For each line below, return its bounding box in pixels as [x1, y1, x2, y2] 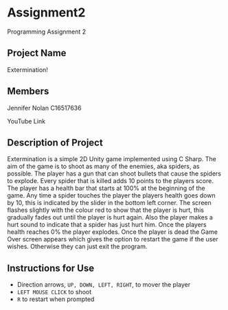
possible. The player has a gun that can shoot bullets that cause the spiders [7, 169, 222, 178]
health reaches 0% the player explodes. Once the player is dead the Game [7, 228, 218, 236]
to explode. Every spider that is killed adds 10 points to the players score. [7, 177, 214, 185]
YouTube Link [7, 117, 46, 125]
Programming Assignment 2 [7, 27, 87, 36]
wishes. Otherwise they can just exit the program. [7, 242, 148, 251]
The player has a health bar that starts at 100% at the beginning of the [7, 184, 206, 193]
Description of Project [7, 136, 103, 148]
